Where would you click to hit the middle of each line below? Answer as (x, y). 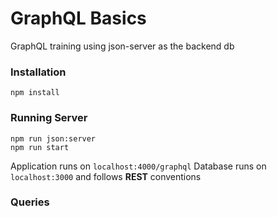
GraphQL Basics (78, 18)
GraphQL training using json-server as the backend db (122, 46)
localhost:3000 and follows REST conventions (106, 176)
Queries (30, 202)
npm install (35, 93)
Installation (38, 72)
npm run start (40, 147)
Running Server (49, 118)
